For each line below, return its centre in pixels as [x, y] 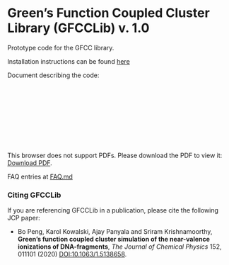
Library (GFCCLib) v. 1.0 [78, 28]
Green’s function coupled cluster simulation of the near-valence [114, 239]
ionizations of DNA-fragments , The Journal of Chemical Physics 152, [119, 247]
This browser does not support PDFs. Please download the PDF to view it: [115, 155]
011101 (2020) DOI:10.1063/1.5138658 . [72, 254]
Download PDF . [30, 163]
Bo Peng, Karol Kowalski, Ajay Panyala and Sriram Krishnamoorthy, [115, 232]
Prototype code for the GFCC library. [61, 47]
